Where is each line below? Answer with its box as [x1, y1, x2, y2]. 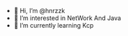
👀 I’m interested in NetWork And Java [13, 14, 122, 22]
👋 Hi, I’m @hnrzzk [13, 7, 65, 15]
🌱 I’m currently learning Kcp [13, 21, 94, 29]
